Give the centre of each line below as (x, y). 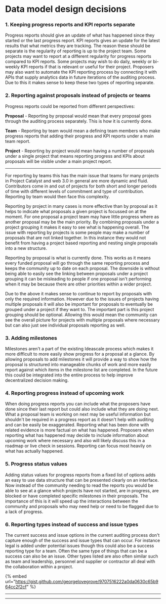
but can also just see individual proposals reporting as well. (65, 325)
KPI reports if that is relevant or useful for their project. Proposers (87, 67)
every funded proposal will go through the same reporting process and (77, 263)
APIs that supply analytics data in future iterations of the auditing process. (81, 77)
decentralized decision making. (37, 380)
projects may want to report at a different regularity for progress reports (78, 56)
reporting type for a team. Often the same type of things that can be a (76, 551)
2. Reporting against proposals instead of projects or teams (78, 95)
